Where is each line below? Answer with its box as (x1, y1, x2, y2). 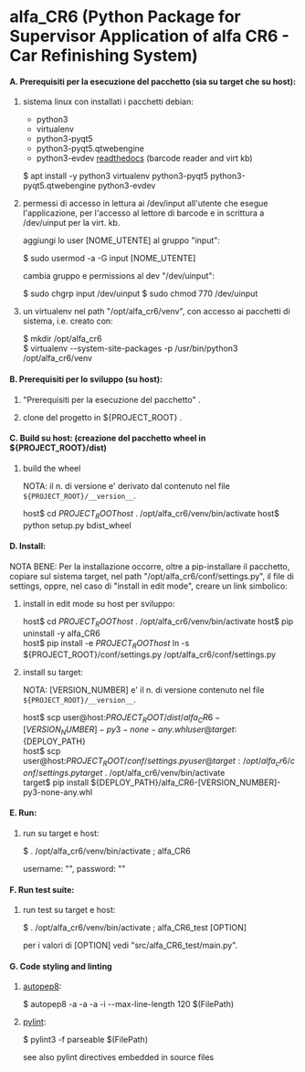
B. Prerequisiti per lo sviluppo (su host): (9, 373, 163, 385)
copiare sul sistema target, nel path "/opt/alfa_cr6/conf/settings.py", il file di (9, 570, 294, 581)
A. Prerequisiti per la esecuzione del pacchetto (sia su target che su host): (9, 76, 297, 87)
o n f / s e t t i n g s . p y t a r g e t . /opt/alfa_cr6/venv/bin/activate (22, 767, 226, 778)
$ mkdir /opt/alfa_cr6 (22, 334, 102, 345)
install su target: (22, 667, 84, 678)
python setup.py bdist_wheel (22, 519, 132, 531)
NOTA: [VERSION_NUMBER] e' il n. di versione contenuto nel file (22, 685, 265, 695)
